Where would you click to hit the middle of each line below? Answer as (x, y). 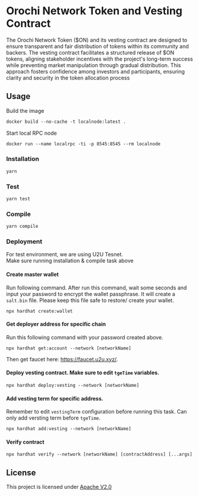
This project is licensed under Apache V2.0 (59, 487)
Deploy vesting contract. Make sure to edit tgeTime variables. (83, 373)
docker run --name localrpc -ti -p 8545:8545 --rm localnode (83, 144)
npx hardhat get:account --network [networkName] (69, 348)
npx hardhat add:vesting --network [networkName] (69, 429)
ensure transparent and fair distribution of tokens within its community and (97, 46)
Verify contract (25, 442)
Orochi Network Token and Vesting (94, 11)
